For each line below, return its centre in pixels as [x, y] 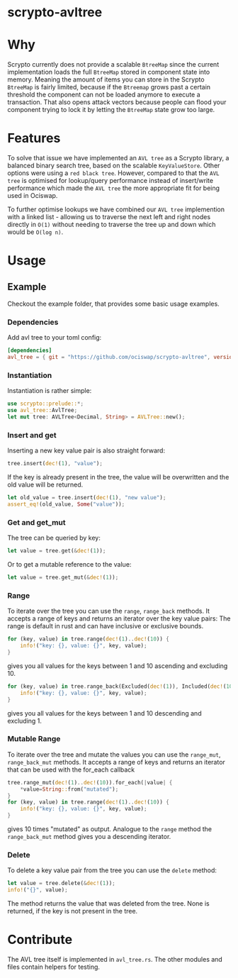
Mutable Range [34, 739]
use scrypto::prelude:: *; [45, 404]
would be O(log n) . [35, 232]
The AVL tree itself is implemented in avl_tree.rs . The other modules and [115, 960]
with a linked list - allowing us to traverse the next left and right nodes [109, 217]
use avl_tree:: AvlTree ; [42, 411]
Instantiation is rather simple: [50, 391]
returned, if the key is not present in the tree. [73, 911]
